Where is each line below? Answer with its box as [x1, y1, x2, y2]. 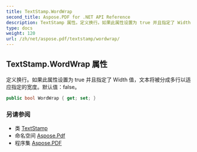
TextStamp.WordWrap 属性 [6, 60, 108, 70]
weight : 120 [6, 31, 35, 37]
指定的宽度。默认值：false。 [11, 83, 80, 90]
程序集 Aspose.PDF [14, 139, 62, 146]
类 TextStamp [14, 124, 48, 131]
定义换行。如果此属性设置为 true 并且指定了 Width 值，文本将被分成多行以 [6, 76, 186, 83]
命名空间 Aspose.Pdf [14, 132, 65, 139]
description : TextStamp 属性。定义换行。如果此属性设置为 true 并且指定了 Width [6, 19, 191, 25]
